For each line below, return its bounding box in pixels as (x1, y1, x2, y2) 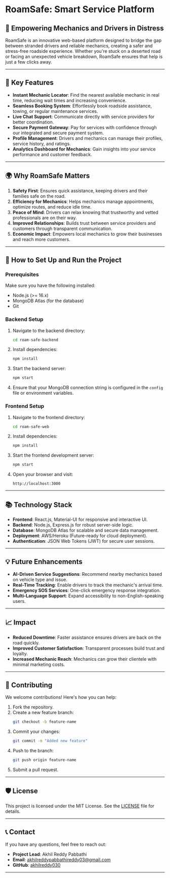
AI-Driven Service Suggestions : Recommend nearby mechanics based (12, 571, 162, 577)
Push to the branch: (12, 748, 54, 754)
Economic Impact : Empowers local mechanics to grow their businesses (12, 230, 162, 237)
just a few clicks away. (5, 59, 52, 65)
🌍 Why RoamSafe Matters (5, 171, 90, 180)
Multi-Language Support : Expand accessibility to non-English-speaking (12, 593, 164, 599)
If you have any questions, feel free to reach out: (5, 841, 107, 847)
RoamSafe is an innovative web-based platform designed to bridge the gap (5, 37, 162, 43)
